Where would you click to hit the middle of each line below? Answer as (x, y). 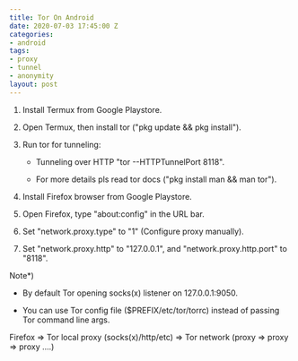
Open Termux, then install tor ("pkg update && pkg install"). (132, 127)
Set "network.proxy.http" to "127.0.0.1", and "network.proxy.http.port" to (154, 248)
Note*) (22, 275)
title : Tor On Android (52, 17)
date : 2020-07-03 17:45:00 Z (64, 26)
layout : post (34, 84)
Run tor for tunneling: (61, 144)
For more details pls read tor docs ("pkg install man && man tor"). (156, 179)
